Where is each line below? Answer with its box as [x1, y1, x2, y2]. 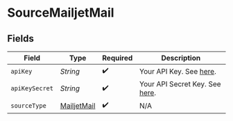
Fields [7, 33, 35, 45]
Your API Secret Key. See [139, 79, 221, 88]
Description [161, 54, 201, 63]
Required [102, 54, 133, 63]
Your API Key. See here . [139, 66, 216, 76]
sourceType [10, 102, 46, 109]
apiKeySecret [10, 85, 54, 92]
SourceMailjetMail [7, 5, 114, 21]
